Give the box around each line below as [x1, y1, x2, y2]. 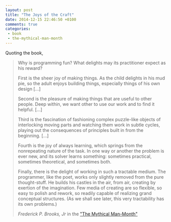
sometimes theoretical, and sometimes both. [17, 158, 112, 164]
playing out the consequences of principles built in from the [17, 127, 144, 133]
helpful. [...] [17, 106, 42, 113]
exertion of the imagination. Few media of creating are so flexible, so [17, 184, 162, 191]
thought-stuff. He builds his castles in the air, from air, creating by [17, 179, 156, 185]
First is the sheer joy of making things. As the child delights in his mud [17, 75, 165, 81]
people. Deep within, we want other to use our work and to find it [17, 101, 155, 107]
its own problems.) [17, 201, 57, 207]
